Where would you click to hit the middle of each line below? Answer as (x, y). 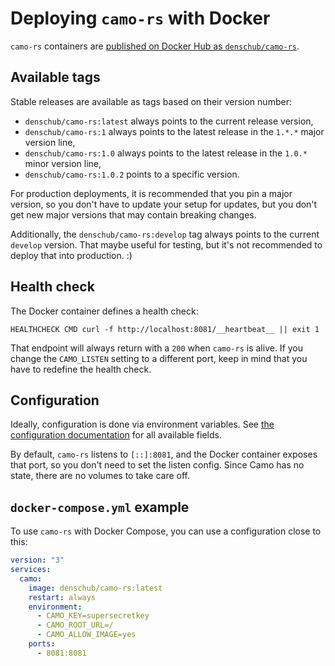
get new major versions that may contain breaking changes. (133, 214)
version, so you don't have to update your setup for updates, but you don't (164, 204)
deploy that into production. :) (71, 255)
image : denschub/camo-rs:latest (95, 588)
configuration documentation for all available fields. (116, 435)
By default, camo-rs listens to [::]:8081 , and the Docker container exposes (164, 454)
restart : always (62, 597)
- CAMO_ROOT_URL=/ (75, 625)
